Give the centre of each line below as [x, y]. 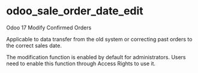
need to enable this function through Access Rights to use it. [81, 63]
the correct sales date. [34, 45]
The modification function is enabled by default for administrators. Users [96, 57]
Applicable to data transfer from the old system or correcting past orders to [99, 39]
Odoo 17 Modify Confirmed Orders [49, 28]
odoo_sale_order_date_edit [75, 11]
